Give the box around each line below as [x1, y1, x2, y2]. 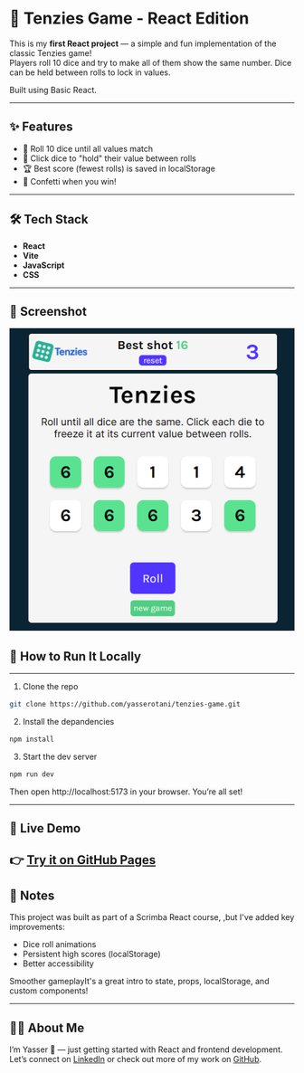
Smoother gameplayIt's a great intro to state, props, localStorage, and [9, 976, 270, 987]
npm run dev [9, 769, 54, 779]
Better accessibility [22, 958, 95, 969]
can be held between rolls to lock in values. [9, 67, 171, 78]
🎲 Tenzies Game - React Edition [9, 8, 250, 29]
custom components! [9, 985, 89, 996]
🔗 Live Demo [9, 821, 81, 836]
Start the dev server [22, 751, 98, 762]
